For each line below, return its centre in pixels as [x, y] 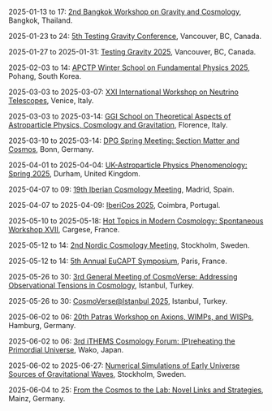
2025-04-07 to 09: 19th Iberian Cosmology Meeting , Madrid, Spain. [121, 189]
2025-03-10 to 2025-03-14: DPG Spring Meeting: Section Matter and [124, 141]
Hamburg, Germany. [42, 325]
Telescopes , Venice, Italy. [51, 100]
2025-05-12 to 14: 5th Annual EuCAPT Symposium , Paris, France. [118, 261]
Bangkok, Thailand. [41, 20]
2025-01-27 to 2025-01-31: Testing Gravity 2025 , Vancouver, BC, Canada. [132, 52]
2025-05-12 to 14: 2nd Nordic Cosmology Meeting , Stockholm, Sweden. [129, 245]
